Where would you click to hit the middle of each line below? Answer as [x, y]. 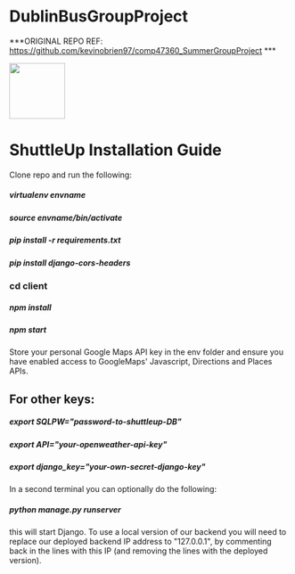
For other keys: [52, 399]
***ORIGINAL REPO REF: [56, 41]
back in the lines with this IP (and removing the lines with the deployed [139, 551]
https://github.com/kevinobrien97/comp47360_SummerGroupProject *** [143, 50]
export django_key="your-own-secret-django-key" [107, 467]
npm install [30, 307]
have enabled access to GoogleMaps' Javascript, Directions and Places [141, 362]
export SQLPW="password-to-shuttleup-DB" [95, 422]
